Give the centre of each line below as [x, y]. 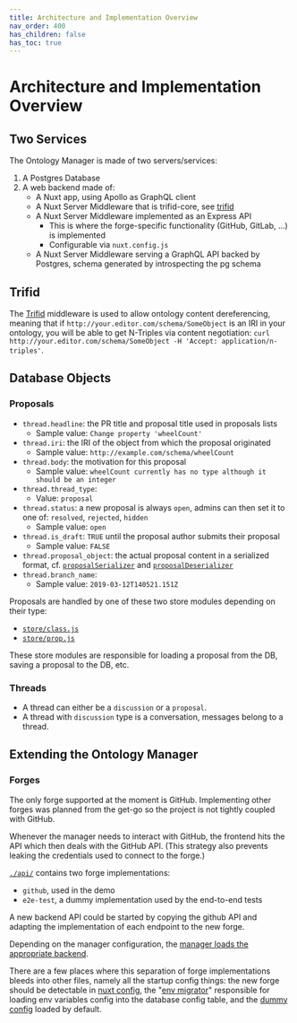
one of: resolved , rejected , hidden [85, 517]
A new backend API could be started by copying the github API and [133, 917]
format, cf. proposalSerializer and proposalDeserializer [128, 564]
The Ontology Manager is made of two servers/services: [113, 161]
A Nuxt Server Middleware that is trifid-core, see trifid [135, 206]
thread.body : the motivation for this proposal [104, 461]
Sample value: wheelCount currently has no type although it [151, 471]
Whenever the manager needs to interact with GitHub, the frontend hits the [147, 836]
